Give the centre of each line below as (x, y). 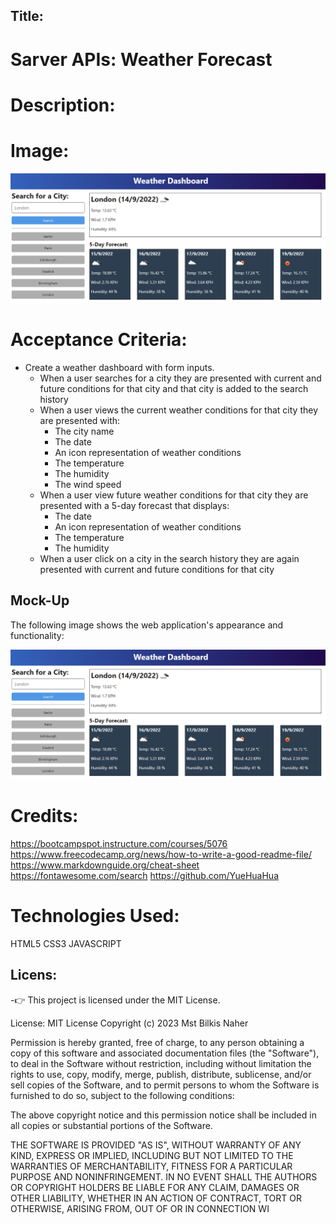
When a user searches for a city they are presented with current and (180, 378)
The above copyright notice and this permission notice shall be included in (163, 1115)
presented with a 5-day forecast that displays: (134, 505)
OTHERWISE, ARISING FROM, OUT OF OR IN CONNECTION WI (140, 1208)
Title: (27, 16)
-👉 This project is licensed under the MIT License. (115, 1000)
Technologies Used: (95, 915)
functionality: (37, 635)
